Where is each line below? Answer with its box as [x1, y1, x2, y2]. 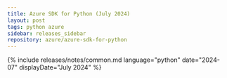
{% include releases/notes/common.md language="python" [7, 56, 181, 64]
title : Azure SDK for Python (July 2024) [7, 10, 131, 18]
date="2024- [181, 56, 220, 64]
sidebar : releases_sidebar [7, 30, 86, 37]
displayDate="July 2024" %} [18, 63, 102, 72]
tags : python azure [7, 23, 65, 30]
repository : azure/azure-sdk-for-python [7, 37, 128, 44]
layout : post [7, 17, 46, 24]
